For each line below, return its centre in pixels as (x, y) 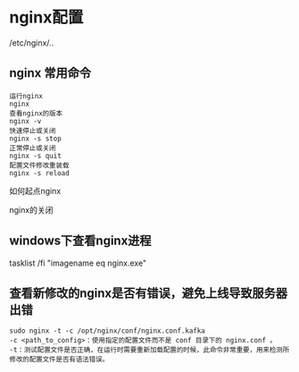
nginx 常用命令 (50, 73)
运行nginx (26, 96)
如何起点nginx (35, 190)
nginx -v (25, 121)
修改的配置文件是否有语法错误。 (59, 359)
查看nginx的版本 (36, 113)
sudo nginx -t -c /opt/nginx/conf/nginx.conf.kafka (107, 331)
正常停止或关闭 (33, 148)
